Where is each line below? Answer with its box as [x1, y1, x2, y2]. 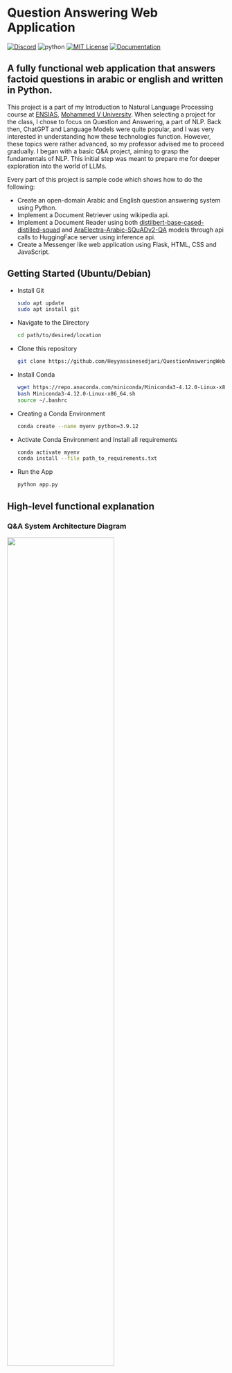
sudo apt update [17, 300, 64, 307]
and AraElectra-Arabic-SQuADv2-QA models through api [61, 225, 224, 234]
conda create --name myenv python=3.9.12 [17, 423, 139, 429]
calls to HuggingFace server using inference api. [17, 232, 156, 241]
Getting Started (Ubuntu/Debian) [7, 268, 152, 280]
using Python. [17, 203, 57, 212]
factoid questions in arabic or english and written [7, 74, 224, 85]
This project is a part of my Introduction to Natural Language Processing [7, 103, 213, 111]
